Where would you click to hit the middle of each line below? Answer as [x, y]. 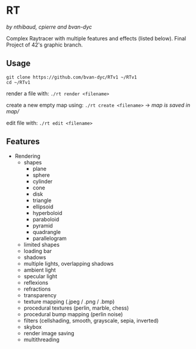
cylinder [43, 181]
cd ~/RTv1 [18, 82]
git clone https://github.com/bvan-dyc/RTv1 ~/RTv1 [71, 77]
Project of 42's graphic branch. [45, 45]
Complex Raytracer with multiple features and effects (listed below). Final [96, 38]
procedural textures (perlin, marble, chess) [76, 308]
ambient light [40, 270]
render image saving [49, 333]
